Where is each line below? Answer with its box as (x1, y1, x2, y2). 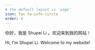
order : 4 (5, 16, 23, 21)
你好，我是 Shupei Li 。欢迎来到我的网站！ (5, 30, 91, 36)
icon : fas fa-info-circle (5, 12, 58, 17)
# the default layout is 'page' (5, 7, 71, 12)
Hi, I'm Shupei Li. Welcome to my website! (5, 40, 91, 46)
